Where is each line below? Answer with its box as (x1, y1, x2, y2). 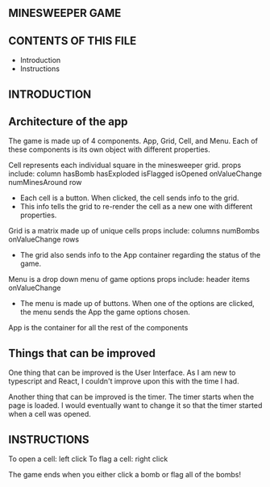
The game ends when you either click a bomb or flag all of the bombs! (8, 470, 242, 480)
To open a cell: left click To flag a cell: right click (8, 454, 168, 464)
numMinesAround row (8, 178, 82, 187)
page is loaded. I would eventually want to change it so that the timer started (8, 401, 263, 410)
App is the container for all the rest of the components (8, 323, 189, 333)
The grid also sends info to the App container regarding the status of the (19, 250, 261, 260)
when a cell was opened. (8, 409, 91, 419)
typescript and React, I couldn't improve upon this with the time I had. (8, 376, 239, 386)
